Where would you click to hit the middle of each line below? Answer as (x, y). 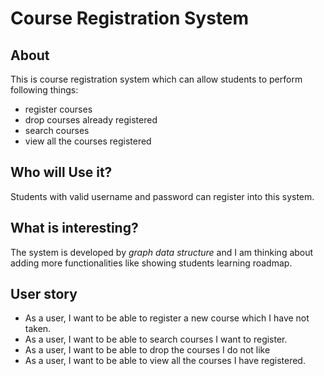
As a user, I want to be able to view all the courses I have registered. (165, 361)
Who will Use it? (61, 172)
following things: (44, 90)
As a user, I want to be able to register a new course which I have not (167, 318)
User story (44, 294)
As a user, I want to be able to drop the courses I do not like (147, 350)
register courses (58, 109)
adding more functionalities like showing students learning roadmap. (151, 263)
